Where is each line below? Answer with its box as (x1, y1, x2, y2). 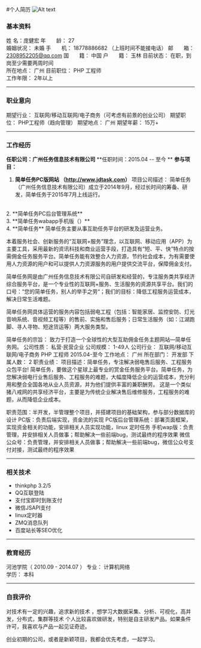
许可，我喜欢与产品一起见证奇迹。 (6, 623, 90, 630)
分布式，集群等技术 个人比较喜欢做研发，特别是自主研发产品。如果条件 (16, 615, 191, 622)
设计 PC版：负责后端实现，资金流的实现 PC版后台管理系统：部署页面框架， (6, 416, 191, 423)
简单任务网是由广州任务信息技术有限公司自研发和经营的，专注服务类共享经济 (6, 273, 195, 280)
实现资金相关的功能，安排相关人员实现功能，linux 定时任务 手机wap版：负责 (6, 423, 194, 430)
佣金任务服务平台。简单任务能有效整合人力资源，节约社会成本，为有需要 (11, 252, 190, 260)
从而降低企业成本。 (16, 396, 64, 403)
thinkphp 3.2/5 (14, 482, 51, 489)
